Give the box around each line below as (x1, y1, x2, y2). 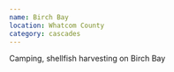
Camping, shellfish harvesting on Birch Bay (9, 54, 166, 64)
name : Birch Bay (9, 12, 69, 22)
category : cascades (9, 29, 81, 38)
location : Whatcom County (9, 21, 104, 30)
